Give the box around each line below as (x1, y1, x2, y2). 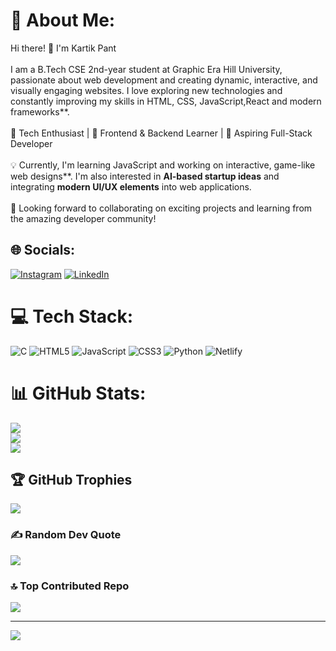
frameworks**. (10, 105, 70, 118)
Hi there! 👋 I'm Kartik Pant (10, 42, 117, 54)
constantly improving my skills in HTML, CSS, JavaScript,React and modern (10, 95, 322, 107)
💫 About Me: (10, 9, 116, 32)
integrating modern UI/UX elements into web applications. (10, 180, 252, 193)
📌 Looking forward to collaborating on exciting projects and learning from (10, 202, 313, 214)
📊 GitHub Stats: (10, 382, 147, 404)
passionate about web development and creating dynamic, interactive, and (10, 74, 318, 86)
